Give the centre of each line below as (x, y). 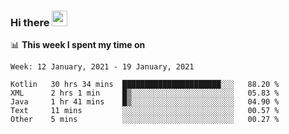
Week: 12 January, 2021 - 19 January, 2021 (102, 67)
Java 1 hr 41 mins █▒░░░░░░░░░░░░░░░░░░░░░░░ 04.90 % (145, 102)
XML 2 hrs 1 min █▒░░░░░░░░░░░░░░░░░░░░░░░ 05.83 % (145, 93)
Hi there (30, 22)
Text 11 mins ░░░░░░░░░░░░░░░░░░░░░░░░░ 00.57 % (145, 111)
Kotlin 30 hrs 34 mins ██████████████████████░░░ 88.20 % (145, 85)
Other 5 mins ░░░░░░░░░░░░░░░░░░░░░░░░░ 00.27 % (145, 120)
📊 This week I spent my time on (78, 45)
